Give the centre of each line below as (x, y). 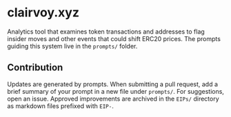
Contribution (35, 67)
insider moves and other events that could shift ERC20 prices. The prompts (114, 38)
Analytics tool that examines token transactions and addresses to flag (106, 31)
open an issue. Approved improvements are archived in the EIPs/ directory (113, 99)
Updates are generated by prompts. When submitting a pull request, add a (113, 84)
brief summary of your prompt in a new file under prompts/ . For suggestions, (115, 91)
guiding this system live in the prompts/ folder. (72, 46)
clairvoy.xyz (43, 13)
